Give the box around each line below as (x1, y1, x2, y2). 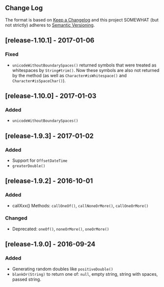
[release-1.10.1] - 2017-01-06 (5, 36, 94, 44)
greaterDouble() (12, 163, 46, 168)
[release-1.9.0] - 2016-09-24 (5, 240, 95, 248)
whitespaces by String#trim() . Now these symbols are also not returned (12, 67, 160, 73)
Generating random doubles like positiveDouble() (12, 266, 114, 272)
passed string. (12, 276, 42, 282)
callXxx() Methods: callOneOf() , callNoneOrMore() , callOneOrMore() (12, 202, 149, 208)
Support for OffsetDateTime (12, 157, 68, 163)
